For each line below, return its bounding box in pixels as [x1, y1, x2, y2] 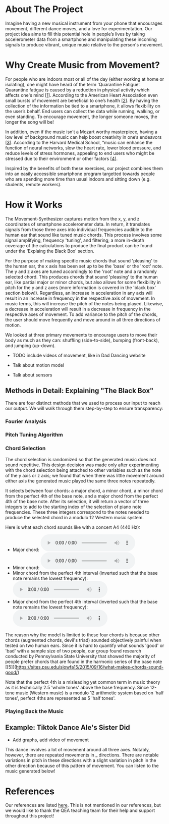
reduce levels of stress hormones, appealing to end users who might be [5, 150, 155, 156]
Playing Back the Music [5, 707, 64, 715]
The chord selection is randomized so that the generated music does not [5, 456, 156, 462]
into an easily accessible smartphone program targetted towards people [5, 171, 155, 177]
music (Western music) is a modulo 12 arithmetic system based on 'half [16, 690, 164, 696]
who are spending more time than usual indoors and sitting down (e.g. [5, 176, 151, 182]
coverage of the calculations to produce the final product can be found [5, 242, 153, 248]
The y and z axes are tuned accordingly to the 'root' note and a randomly [5, 268, 157, 274]
